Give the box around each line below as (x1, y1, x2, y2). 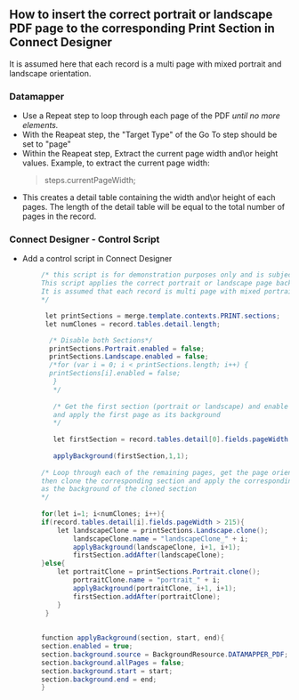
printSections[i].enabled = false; (48, 369, 181, 378)
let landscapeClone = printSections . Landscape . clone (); (56, 526, 269, 535)
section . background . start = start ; (41, 666, 174, 675)
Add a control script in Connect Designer (21, 253, 173, 264)
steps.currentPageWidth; (44, 175, 136, 186)
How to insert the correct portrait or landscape (9, 7, 273, 22)
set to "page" (21, 139, 71, 149)
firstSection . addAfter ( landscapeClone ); (72, 551, 225, 559)
